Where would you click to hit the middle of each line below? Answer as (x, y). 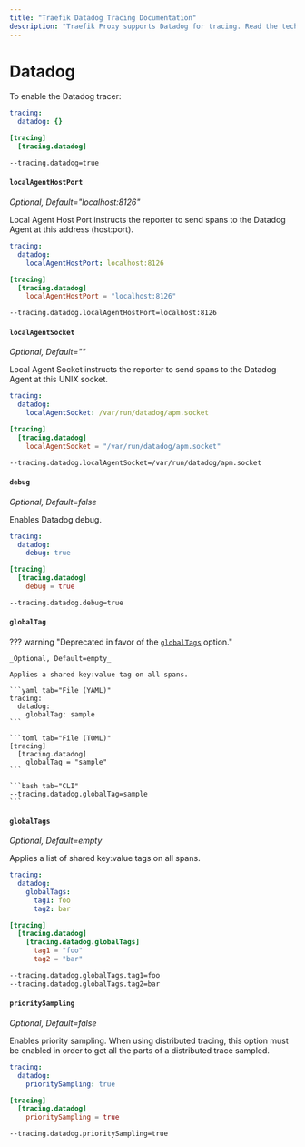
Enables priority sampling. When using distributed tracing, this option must (149, 1040)
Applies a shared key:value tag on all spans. (99, 675)
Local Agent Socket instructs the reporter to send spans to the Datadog (143, 370)
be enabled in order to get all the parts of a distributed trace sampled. (140, 1050)
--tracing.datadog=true (54, 163)
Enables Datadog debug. (56, 519)
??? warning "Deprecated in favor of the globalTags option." (121, 642)
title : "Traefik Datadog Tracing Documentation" (103, 18)
